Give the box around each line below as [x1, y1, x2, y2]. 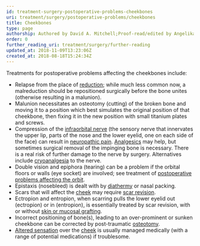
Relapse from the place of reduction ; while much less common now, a [14, 81, 186, 88]
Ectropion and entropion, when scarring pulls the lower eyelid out [14, 195, 176, 202]
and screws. [14, 119, 45, 126]
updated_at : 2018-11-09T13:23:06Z [6, 48, 92, 54]
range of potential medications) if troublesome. [14, 233, 131, 240]
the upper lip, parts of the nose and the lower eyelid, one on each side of [14, 132, 193, 139]
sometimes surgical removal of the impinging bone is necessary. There [14, 144, 189, 151]
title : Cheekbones [6, 20, 52, 26]
